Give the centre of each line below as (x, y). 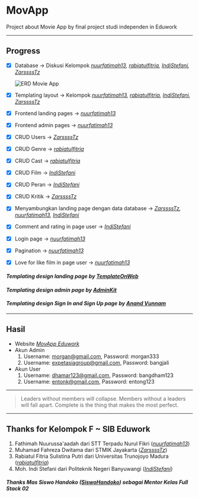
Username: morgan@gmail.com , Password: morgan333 (91, 356)
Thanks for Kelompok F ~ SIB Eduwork (78, 429)
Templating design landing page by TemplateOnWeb (73, 276)
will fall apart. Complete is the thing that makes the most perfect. (99, 405)
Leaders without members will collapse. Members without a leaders (103, 398)
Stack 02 (17, 489)
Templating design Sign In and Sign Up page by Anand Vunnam (86, 303)
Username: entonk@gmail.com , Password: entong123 (89, 381)
